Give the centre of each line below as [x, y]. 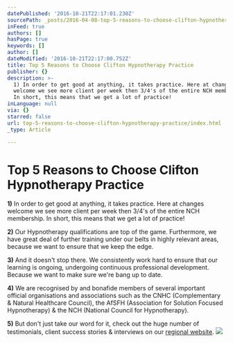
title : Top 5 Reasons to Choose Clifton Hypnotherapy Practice [101, 65]
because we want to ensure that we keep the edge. [80, 247]
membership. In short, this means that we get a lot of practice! [96, 218]
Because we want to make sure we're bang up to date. [85, 275]
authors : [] [24, 33]
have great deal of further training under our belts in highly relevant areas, [113, 239]
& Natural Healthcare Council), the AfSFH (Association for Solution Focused [115, 303]
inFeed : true [26, 26]
